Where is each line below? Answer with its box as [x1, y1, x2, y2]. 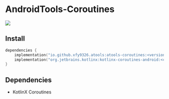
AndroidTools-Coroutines [5, 4, 115, 15]
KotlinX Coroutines [12, 89, 52, 95]
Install [5, 34, 25, 43]
